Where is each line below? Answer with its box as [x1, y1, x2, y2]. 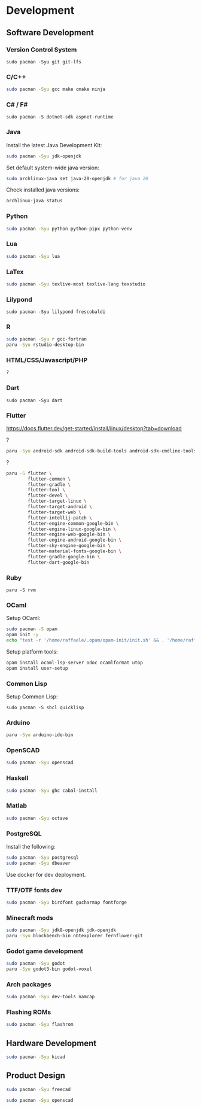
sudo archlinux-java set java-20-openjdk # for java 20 [6, 175, 148, 181]
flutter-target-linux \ [28, 498, 87, 505]
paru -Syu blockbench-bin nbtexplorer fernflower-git [6, 932, 144, 938]
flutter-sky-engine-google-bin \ [28, 543, 111, 549]
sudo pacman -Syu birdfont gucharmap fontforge [6, 899, 127, 906]
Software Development [6, 28, 95, 38]
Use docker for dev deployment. [6, 871, 86, 878]
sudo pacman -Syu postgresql [6, 854, 79, 861]
